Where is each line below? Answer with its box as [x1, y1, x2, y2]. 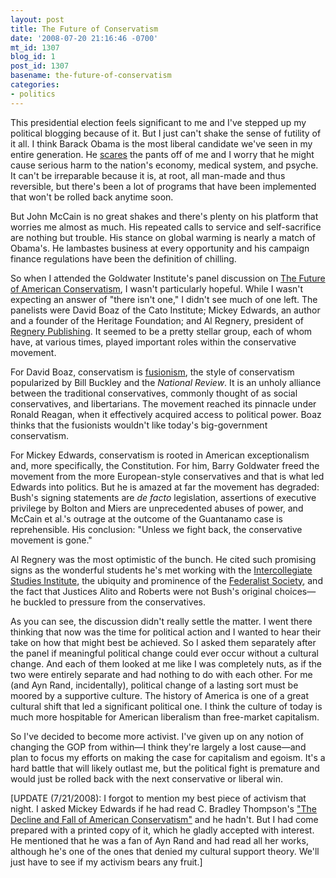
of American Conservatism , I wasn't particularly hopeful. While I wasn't [10, 282, 304, 295]
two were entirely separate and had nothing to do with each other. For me [10, 668, 313, 680]
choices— [274, 585, 317, 597]
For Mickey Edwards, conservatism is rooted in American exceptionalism [10, 449, 310, 461]
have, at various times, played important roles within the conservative [10, 336, 297, 348]
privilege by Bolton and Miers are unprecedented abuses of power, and [10, 502, 304, 514]
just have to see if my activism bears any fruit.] [10, 856, 203, 868]
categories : [10, 80, 60, 90]
